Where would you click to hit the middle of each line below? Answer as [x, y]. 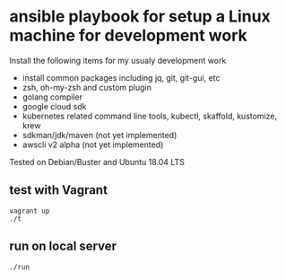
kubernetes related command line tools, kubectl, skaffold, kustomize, [150, 116]
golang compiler [52, 97]
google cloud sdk [54, 106]
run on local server [63, 246]
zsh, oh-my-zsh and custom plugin [87, 87]
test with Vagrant [58, 190]
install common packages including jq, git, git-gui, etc [121, 77]
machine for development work [129, 35]
